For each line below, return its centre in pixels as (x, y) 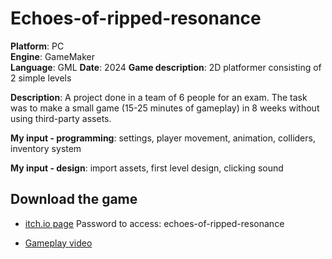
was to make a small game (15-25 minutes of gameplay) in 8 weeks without (165, 108)
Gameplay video (58, 243)
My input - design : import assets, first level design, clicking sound (147, 168)
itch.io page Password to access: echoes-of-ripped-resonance (154, 223)
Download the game (74, 199)
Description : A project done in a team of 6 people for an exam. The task (159, 97)
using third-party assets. (61, 118)
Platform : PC (37, 46)
